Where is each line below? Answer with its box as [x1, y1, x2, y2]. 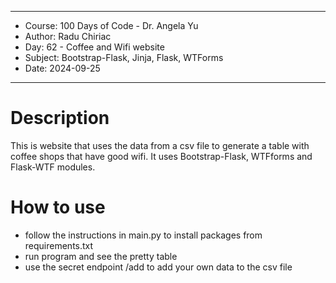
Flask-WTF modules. [10, 161, 96, 173]
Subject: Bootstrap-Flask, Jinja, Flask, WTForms [24, 52, 224, 63]
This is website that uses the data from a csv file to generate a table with [10, 139, 310, 151]
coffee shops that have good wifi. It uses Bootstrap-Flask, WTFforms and [10, 150, 313, 162]
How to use [10, 196, 106, 219]
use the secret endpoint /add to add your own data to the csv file [24, 261, 293, 273]
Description [10, 107, 110, 130]
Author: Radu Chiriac [24, 31, 112, 42]
